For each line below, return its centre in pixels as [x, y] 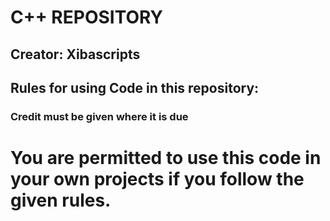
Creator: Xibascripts [75, 54]
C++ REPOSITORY [87, 17]
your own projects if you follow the [157, 179]
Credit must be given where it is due [99, 116]
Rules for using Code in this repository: [135, 87]
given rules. [61, 200]
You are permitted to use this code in [166, 158]
